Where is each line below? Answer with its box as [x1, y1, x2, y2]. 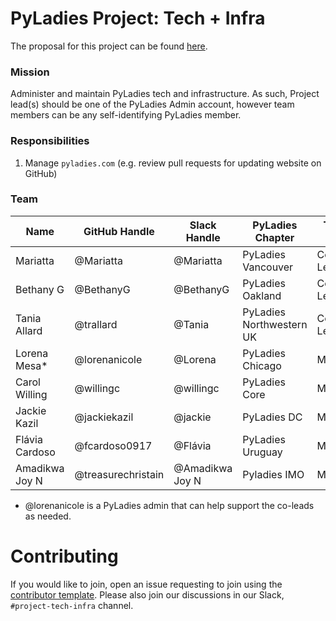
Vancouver [242, 260, 294, 274]
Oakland [242, 288, 282, 302]
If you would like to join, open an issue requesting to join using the [10, 578, 283, 590]
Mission [10, 65, 50, 79]
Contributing [10, 545, 119, 568]
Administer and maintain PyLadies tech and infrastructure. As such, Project [10, 88, 320, 100]
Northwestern [242, 317, 308, 331]
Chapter [254, 230, 295, 244]
